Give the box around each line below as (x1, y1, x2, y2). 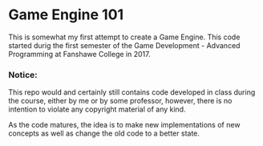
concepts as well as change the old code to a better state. (8, 128, 200, 138)
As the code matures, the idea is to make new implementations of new (8, 120, 241, 130)
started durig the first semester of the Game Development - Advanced (8, 40, 241, 50)
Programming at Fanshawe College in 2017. (8, 49, 151, 59)
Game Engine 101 (8, 6, 124, 24)
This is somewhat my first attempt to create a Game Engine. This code (8, 32, 241, 42)
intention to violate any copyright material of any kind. (8, 104, 186, 114)
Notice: (8, 69, 38, 80)
